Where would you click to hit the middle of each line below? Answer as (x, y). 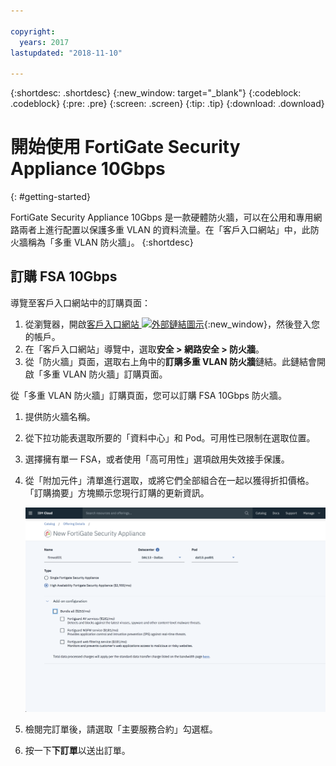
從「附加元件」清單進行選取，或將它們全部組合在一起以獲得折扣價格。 (169, 480)
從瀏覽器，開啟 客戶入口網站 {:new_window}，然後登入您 (172, 324)
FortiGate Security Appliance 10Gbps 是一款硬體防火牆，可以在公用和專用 (162, 217)
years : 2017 (44, 42)
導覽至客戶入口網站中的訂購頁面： (80, 302)
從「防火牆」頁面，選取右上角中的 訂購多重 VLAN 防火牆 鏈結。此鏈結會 (170, 361)
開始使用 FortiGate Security (125, 147)
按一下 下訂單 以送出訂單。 (77, 750)
